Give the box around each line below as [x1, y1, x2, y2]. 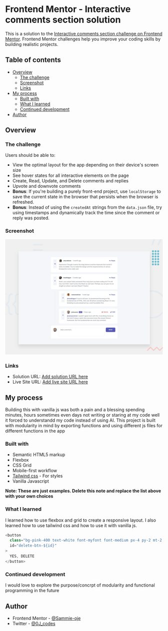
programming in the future [5, 588, 59, 594]
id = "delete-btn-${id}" [9, 543, 57, 548]
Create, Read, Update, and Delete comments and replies [12, 178, 129, 184]
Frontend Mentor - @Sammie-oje [12, 615, 81, 621]
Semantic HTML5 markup [12, 452, 65, 458]
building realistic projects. [5, 41, 58, 47]
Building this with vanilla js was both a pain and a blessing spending [5, 406, 145, 413]
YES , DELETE [9, 554, 35, 559]
